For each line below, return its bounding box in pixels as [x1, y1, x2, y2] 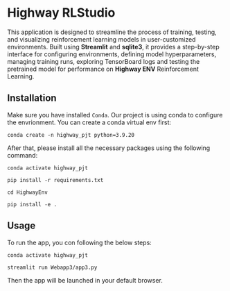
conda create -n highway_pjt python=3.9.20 [7, 131, 135, 138]
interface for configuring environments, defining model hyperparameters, [7, 50, 217, 58]
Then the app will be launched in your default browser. [7, 276, 163, 284]
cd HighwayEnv [7, 189, 48, 196]
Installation [7, 92, 57, 104]
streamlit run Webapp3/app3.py [7, 264, 98, 271]
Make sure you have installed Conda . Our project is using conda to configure [7, 110, 223, 119]
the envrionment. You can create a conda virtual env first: [7, 118, 172, 126]
